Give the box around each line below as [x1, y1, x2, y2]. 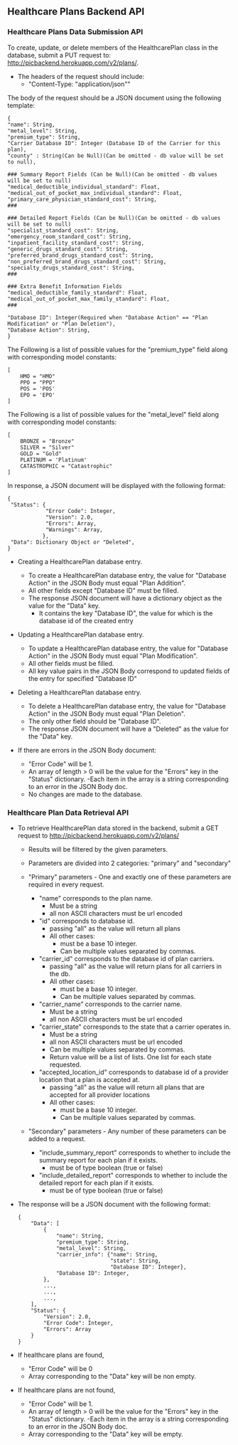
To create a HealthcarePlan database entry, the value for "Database [28, 571, 227, 579]
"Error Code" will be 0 [28, 1364, 93, 1372]
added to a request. [28, 1134, 87, 1143]
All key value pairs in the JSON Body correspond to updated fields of [28, 667, 230, 675]
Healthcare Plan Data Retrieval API [7, 808, 129, 817]
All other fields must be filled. [28, 659, 114, 667]
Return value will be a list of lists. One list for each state [49, 1052, 212, 1061]
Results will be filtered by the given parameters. [28, 845, 168, 853]
